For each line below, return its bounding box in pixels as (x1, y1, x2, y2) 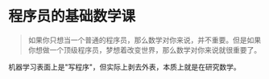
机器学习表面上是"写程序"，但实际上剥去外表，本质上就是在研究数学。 (8, 61, 242, 72)
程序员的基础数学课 (8, 7, 136, 26)
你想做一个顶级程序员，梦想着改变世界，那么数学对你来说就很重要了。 (27, 45, 262, 54)
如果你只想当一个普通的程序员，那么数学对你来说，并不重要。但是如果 (27, 35, 262, 45)
